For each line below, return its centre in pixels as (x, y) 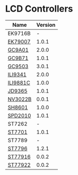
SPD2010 (19, 115)
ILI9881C (19, 82)
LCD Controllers (39, 9)
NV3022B (20, 99)
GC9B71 (18, 58)
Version (46, 25)
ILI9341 (17, 74)
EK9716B (19, 33)
